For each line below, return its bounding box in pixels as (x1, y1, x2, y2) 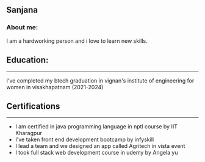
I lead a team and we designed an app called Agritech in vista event (15, 142, 185, 150)
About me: (6, 23, 38, 32)
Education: (6, 55, 49, 65)
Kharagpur (15, 130, 43, 137)
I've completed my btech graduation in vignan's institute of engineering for (6, 76, 195, 84)
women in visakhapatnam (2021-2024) (6, 83, 104, 90)
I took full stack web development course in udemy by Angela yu (15, 149, 178, 156)
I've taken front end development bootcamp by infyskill (15, 136, 154, 143)
